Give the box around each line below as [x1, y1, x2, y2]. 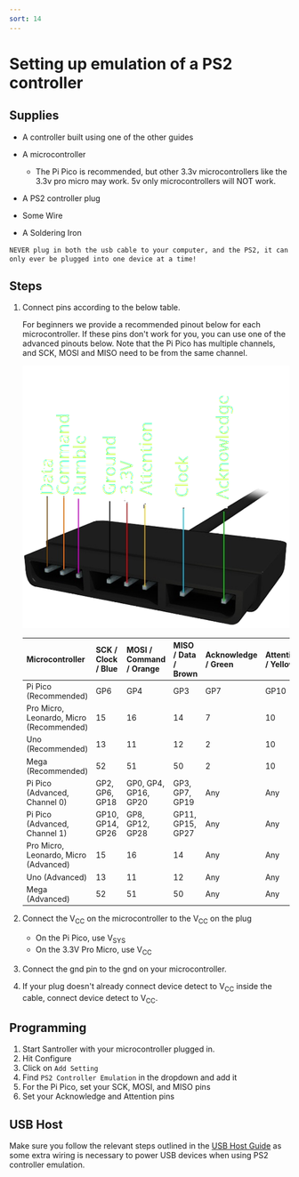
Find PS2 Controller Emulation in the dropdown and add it [21, 1072, 238, 1083]
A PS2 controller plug [21, 192, 101, 204]
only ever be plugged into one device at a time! [9, 254, 198, 263]
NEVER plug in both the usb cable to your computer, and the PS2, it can [9, 246, 289, 254]
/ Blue [95, 664, 118, 674]
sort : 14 [9, 14, 42, 23]
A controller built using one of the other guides [21, 132, 194, 142]
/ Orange [125, 664, 160, 674]
